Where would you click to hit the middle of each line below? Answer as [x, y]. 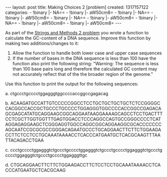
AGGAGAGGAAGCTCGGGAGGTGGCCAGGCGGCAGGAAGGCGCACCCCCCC [83, 124]
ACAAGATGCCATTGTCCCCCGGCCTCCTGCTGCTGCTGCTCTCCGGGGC [85, 103]
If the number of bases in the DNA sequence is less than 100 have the [84, 58]
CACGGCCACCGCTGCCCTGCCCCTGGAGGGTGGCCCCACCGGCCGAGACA [83, 108]
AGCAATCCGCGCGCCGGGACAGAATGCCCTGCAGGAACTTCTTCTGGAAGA [83, 130]
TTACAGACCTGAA [24, 140]
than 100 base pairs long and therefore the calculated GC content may [85, 69]
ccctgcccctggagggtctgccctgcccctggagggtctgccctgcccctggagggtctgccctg [86, 150]
